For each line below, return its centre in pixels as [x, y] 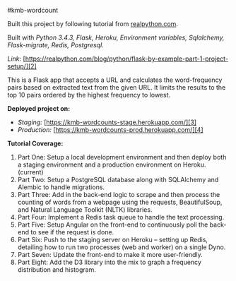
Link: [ [17, 59]
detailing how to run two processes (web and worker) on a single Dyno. [122, 247]
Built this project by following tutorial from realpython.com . [93, 24]
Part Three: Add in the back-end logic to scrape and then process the [119, 195]
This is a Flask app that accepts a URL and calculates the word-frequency [115, 80]
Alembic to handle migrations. [61, 187]
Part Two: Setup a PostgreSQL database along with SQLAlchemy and [118, 180]
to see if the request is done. [72, 232]
